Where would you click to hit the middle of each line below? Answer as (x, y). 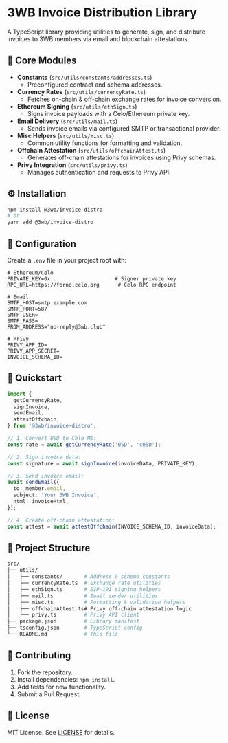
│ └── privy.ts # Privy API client (73, 615)
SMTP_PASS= (23, 321)
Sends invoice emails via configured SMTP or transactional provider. (124, 128)
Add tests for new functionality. (61, 687)
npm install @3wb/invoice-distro (55, 210)
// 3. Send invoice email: (46, 476)
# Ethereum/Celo (30, 273)
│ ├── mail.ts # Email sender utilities (82, 596)
